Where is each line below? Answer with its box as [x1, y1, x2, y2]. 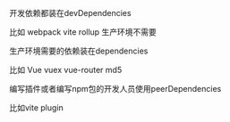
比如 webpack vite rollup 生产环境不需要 [9, 27, 157, 37]
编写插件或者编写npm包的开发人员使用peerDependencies [9, 84, 222, 94]
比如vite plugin [9, 102, 64, 113]
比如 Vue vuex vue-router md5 [9, 65, 123, 75]
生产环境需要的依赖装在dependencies [9, 45, 149, 56]
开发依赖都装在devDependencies [9, 8, 132, 18]
